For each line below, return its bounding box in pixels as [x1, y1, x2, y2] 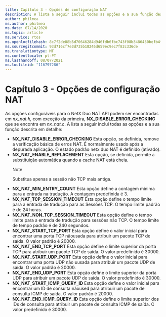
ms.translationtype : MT [5, 48, 54, 53]
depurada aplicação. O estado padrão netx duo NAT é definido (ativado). [12, 146, 161, 152]
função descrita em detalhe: [5, 127, 63, 133]
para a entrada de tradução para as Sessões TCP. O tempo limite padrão [12, 201, 161, 208]
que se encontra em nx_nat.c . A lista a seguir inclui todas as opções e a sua [5, 121, 160, 127]
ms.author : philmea [5, 21, 45, 26]
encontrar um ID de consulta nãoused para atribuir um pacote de [12, 285, 145, 292]
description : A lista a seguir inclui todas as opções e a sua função [5, 12, 154, 17]
